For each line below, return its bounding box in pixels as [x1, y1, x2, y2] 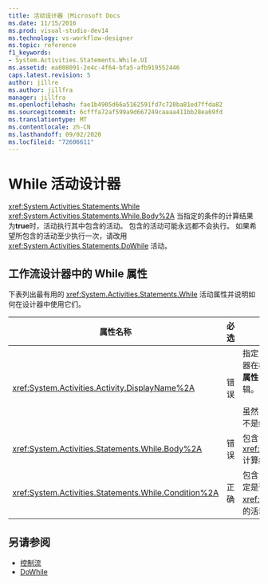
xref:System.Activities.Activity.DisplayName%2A [12, 383, 195, 394]
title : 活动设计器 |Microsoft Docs [8, 11, 121, 20]
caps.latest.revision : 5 [8, 71, 91, 79]
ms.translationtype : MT [8, 116, 88, 124]
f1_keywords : [8, 49, 52, 57]
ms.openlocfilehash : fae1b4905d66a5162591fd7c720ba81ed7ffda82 [8, 101, 223, 109]
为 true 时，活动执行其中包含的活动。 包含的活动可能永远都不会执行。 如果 [8, 221, 250, 231]
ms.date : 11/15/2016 [8, 19, 77, 27]
